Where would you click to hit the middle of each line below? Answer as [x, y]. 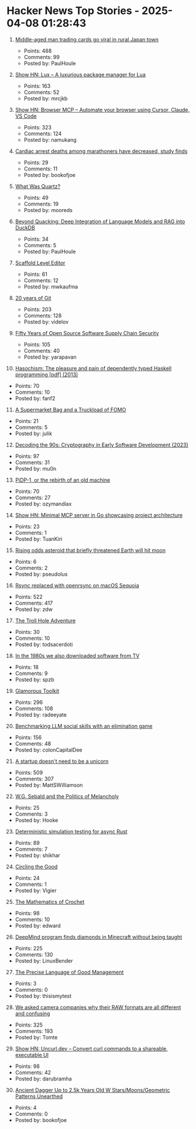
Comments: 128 [43, 315]
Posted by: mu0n [36, 468]
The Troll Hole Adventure [45, 620]
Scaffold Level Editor [40, 262]
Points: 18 [27, 667]
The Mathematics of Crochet [50, 902]
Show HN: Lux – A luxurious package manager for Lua [80, 74]
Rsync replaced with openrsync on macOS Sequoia [77, 585]
